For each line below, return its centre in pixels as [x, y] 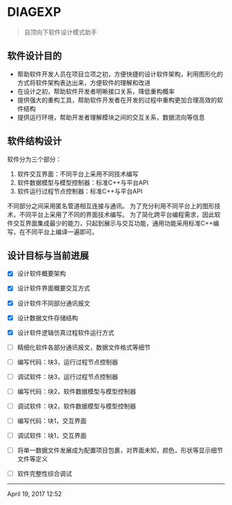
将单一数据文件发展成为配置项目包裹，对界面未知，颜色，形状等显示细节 [120, 450]
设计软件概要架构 [41, 273]
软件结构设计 [35, 141]
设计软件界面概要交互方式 [54, 288]
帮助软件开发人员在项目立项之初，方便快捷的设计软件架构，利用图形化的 [120, 74]
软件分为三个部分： [35, 159]
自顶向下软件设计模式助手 [60, 32]
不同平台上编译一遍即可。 [61, 232]
